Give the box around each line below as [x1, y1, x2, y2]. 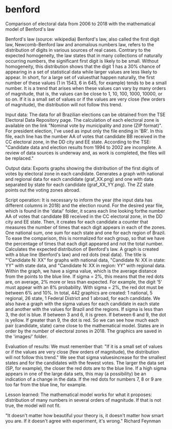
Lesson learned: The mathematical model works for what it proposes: [5, 391, 152, 398]
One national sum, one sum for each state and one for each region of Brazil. [5, 230, 166, 236]
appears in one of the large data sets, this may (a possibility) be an [5, 370, 146, 377]
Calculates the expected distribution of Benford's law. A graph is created [5, 246, 159, 252]
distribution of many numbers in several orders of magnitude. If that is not [5, 397, 162, 403]
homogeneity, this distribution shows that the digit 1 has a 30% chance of [5, 63, 161, 69]
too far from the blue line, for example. [5, 381, 87, 387]
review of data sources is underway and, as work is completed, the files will [5, 150, 166, 156]
